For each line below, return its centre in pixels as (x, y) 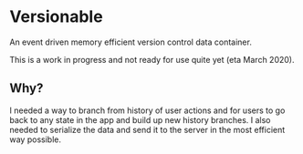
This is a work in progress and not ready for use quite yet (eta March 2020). (152, 59)
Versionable (56, 17)
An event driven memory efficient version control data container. (131, 42)
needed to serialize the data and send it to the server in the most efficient (147, 129)
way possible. (36, 139)
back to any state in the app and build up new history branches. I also (140, 119)
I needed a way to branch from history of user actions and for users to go (147, 110)
